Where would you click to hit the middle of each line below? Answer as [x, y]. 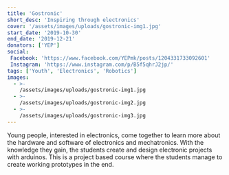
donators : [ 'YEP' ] [33, 45]
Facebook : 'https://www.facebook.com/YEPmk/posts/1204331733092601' [110, 58]
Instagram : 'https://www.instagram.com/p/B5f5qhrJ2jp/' [92, 65]
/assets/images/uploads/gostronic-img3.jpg [83, 115]
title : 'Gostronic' [35, 13]
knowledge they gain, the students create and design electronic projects [110, 150]
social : [18, 52]
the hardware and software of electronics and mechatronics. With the [106, 142]
